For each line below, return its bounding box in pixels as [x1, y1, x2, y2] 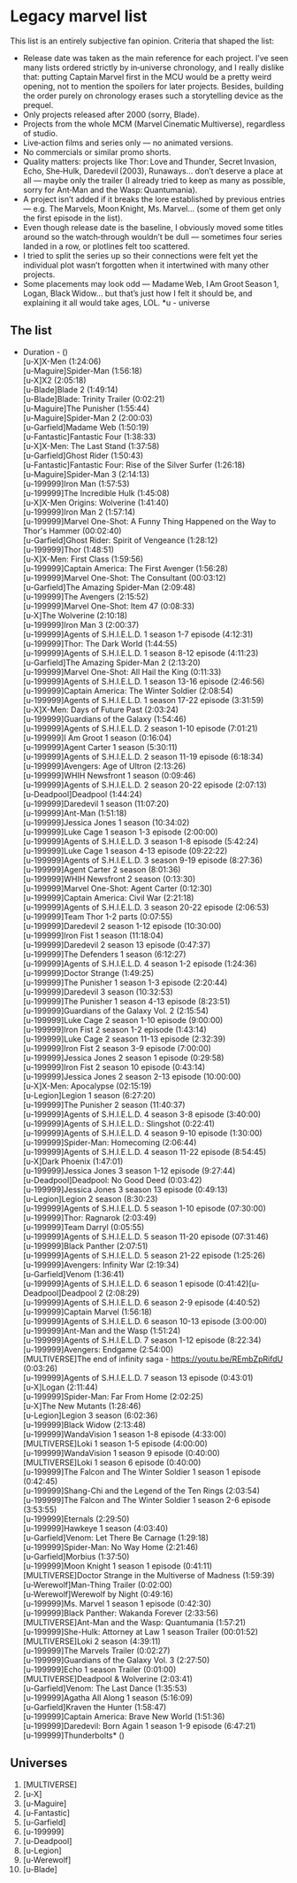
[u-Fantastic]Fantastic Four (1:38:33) [22, 431, 156, 442]
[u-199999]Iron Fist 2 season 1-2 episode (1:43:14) [22, 1024, 207, 1034]
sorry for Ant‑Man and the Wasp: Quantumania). [22, 184, 198, 195]
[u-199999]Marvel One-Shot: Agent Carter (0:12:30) [22, 883, 213, 894]
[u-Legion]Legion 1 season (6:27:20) [22, 1089, 156, 1100]
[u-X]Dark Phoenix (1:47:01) [22, 1156, 124, 1166]
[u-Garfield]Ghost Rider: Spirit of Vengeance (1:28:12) [22, 534, 218, 546]
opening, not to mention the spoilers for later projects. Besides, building [22, 81, 284, 91]
